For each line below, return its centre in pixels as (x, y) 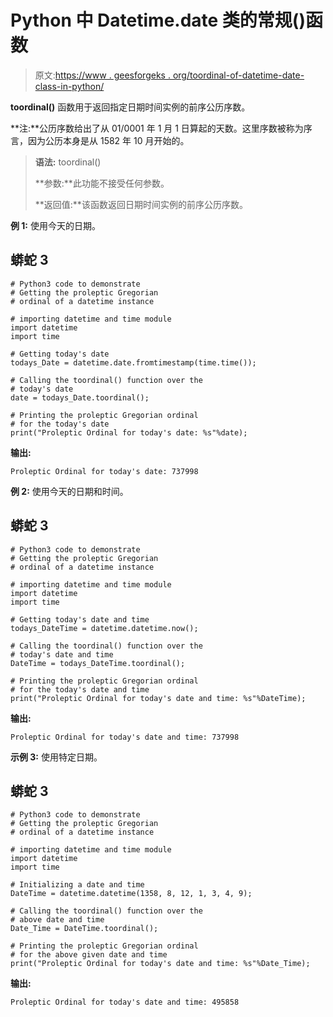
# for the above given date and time (89, 955)
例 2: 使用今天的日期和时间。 (69, 491)
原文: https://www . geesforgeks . (102, 75)
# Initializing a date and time (77, 885)
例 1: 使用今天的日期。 (55, 225)
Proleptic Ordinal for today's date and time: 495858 (125, 1002)
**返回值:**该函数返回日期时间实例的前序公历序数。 (141, 204)
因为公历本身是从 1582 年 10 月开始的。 (108, 140)
